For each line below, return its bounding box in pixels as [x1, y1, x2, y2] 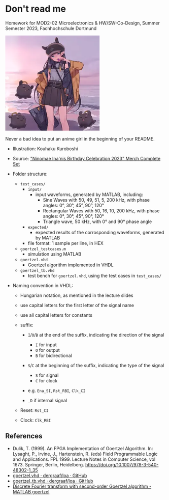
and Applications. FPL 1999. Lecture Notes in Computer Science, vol [12, 456, 156, 462]
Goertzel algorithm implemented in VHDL [27, 262, 114, 268]
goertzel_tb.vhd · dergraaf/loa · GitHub [12, 478, 93, 484]
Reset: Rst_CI [20, 407, 49, 413]
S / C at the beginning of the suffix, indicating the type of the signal [27, 362, 164, 368]
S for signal [35, 372, 59, 378]
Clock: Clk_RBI [20, 417, 51, 423]
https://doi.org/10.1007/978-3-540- [85, 461, 159, 467]
